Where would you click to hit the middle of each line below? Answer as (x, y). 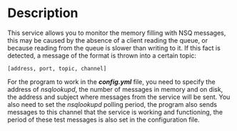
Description (43, 13)
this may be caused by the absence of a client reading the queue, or (108, 40)
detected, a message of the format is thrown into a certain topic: (102, 56)
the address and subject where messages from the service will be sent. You (119, 97)
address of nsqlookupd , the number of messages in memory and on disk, (115, 89)
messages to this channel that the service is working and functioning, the (115, 112)
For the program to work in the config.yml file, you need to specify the (111, 82)
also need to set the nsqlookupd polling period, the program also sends (112, 104)
